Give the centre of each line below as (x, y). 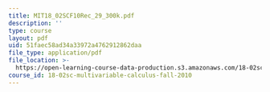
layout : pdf (28, 38)
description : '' (35, 23)
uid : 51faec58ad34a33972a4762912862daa (75, 46)
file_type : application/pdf (55, 53)
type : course (30, 30)
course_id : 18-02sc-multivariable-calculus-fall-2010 (100, 75)
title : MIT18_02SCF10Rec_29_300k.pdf (72, 16)
